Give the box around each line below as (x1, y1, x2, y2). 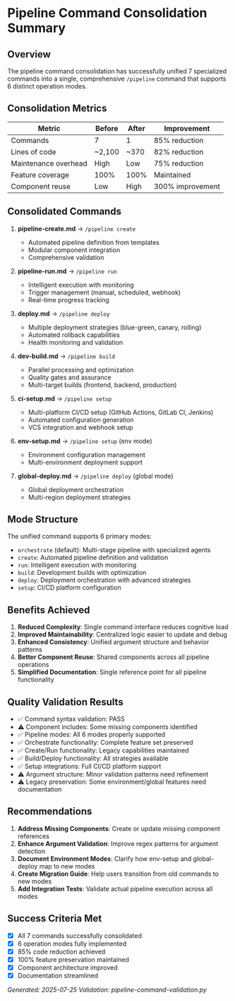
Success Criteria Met (7, 913, 102, 925)
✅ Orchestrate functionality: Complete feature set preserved (17, 738, 193, 747)
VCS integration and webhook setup (28, 423, 133, 431)
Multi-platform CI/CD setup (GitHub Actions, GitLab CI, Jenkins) (28, 408, 214, 416)
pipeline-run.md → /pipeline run (17, 267, 118, 275)
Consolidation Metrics (7, 103, 107, 115)
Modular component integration (28, 246, 121, 254)
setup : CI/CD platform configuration (17, 583, 121, 592)
